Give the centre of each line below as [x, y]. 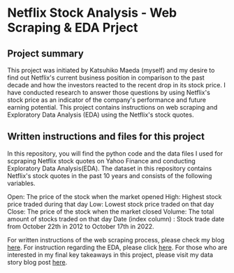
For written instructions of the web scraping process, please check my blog [116, 239]
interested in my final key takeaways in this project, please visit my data [110, 254]
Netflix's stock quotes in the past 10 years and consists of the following [110, 175]
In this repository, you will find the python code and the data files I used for [115, 153]
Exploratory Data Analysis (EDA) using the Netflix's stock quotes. [101, 115]
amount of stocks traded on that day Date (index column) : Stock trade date [116, 219]
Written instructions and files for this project [106, 136]
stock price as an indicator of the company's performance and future [107, 100]
